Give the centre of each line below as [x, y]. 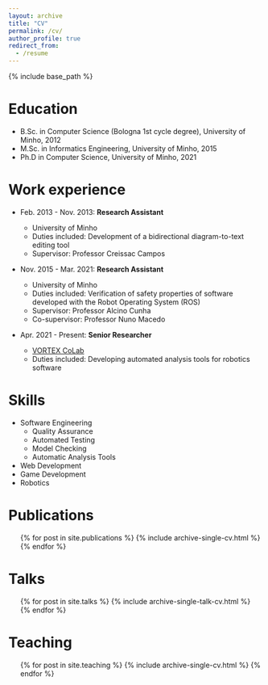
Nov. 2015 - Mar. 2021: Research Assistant [92, 269]
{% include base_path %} [51, 76]
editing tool [51, 245]
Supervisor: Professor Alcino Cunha [91, 310]
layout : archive [35, 16]
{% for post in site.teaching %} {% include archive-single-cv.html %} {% [140, 665]
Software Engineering [56, 422]
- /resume [32, 53]
